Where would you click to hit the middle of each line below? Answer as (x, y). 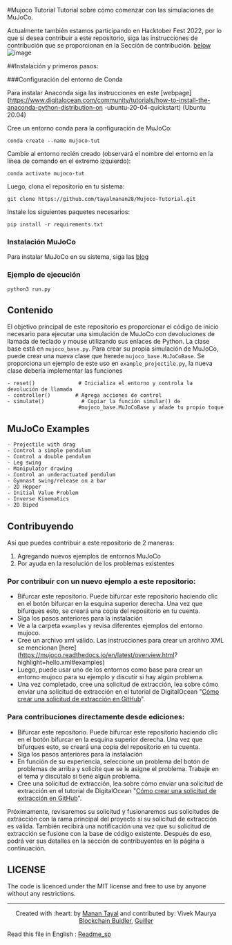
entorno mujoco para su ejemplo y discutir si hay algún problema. (110, 677)
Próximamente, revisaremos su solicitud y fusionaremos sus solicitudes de (113, 811)
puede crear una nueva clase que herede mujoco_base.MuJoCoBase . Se (106, 356)
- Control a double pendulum (49, 457)
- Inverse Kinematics (38, 499)
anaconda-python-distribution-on (55, 107)
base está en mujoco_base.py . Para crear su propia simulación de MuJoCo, (113, 349)
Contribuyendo (40, 526)
